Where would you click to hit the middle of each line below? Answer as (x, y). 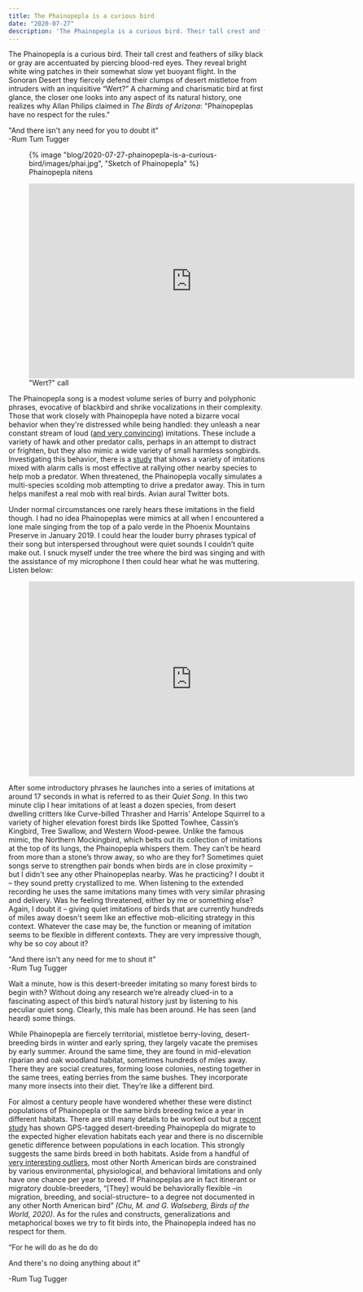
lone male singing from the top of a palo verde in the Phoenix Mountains (129, 527)
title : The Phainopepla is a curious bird (81, 16)
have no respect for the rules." (59, 115)
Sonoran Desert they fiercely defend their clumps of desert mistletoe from (133, 80)
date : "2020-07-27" (42, 24)
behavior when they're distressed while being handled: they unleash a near (134, 425)
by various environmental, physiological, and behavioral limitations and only (136, 1171)
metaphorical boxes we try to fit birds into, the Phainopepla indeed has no (132, 1223)
